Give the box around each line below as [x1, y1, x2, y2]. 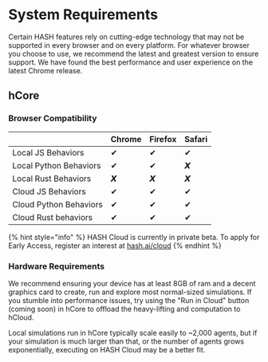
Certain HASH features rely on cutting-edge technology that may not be [8, 32, 245, 41]
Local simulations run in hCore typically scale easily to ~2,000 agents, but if [8, 328, 258, 337]
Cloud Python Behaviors [12, 199, 104, 210]
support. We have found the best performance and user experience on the [8, 57, 254, 67]
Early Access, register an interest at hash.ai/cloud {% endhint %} [8, 241, 222, 250]
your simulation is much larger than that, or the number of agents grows [8, 336, 245, 346]
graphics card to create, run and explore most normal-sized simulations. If [8, 287, 252, 297]
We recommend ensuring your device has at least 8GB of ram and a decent [8, 278, 256, 288]
